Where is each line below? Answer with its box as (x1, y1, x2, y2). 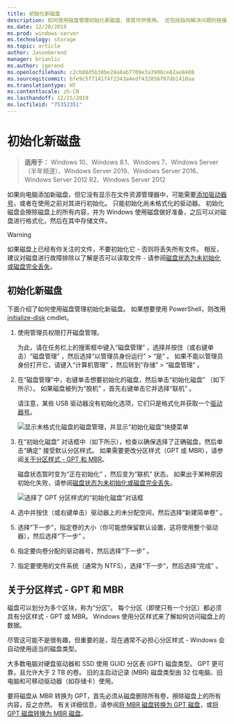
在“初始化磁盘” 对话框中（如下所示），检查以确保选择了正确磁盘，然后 (17, 437, 217, 446)
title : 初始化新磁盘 (7, 10, 61, 17)
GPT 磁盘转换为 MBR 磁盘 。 (7, 709, 88, 718)
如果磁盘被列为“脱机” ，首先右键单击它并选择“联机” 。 (40, 384, 196, 392)
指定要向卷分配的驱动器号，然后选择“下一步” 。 (17, 546, 153, 555)
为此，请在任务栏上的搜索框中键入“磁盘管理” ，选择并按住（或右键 (17, 343, 208, 352)
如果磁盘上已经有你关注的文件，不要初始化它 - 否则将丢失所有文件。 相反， (7, 245, 223, 253)
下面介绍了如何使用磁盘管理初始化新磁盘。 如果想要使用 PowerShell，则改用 (7, 305, 226, 313)
